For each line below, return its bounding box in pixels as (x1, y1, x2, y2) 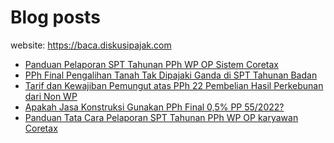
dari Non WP (24, 90, 78, 102)
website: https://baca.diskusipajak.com (10, 39, 172, 51)
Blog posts (10, 6, 101, 29)
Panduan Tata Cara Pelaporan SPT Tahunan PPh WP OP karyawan (24, 111, 299, 123)
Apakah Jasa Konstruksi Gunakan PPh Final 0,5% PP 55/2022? (24, 101, 285, 113)
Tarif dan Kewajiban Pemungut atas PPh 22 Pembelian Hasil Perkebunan (24, 79, 324, 91)
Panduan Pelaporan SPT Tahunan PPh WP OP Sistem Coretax (24, 58, 279, 70)
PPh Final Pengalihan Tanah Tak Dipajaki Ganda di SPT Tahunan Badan (24, 69, 318, 81)
